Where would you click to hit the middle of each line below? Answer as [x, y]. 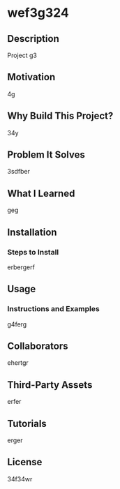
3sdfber [18, 172]
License [25, 462]
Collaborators [38, 346]
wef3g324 [38, 13]
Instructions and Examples [53, 309]
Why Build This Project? [60, 116]
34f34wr [20, 479]
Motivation [31, 77]
